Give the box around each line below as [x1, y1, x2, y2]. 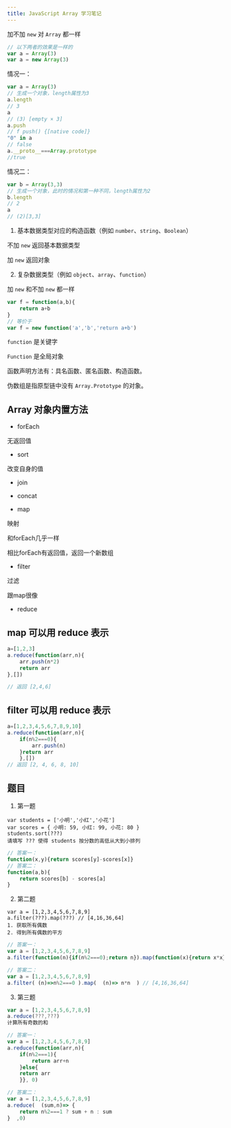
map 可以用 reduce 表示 [7, 626, 109, 638]
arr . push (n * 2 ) [19, 658, 60, 665]
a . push [7, 122, 26, 129]
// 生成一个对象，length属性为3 [7, 90, 89, 97]
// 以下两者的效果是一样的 [7, 43, 74, 50]
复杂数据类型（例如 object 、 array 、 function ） [16, 270, 150, 278]
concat [16, 492, 38, 500]
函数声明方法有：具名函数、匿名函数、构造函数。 [7, 367, 146, 376]
